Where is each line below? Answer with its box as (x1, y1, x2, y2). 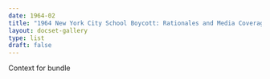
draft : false (8, 41, 52, 49)
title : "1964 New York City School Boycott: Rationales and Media (8, 19, 235, 27)
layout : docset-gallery (8, 26, 88, 34)
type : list (8, 34, 45, 42)
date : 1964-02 (8, 11, 56, 20)
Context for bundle (8, 63, 71, 73)
